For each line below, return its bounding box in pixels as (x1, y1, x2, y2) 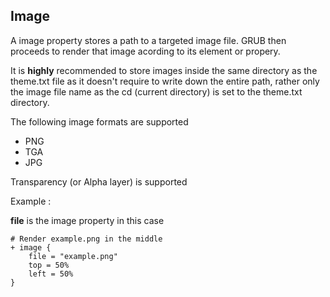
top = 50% (28, 260, 70, 270)
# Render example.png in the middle (10, 234, 163, 244)
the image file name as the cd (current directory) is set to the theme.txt (10, 85, 303, 98)
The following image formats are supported (10, 115, 189, 128)
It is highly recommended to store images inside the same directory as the (10, 64, 318, 76)
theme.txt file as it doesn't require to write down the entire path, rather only (10, 75, 320, 87)
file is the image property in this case (10, 214, 165, 226)
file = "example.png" (28, 251, 118, 261)
